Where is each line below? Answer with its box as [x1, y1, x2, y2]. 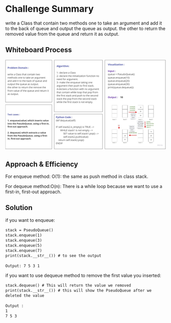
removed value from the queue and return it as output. [5, 31, 119, 37]
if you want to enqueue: [5, 217, 55, 223]
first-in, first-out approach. [5, 189, 62, 195]
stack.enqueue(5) [5, 243, 42, 248]
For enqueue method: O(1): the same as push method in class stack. [5, 173, 149, 179]
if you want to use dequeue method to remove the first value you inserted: [5, 272, 161, 279]
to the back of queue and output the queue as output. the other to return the [5, 25, 166, 31]
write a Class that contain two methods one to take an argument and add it [5, 20, 162, 26]
